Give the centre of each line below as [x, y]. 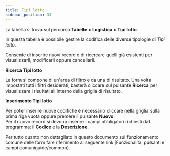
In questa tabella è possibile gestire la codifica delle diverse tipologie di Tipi [85, 39]
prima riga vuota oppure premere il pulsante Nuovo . [60, 116]
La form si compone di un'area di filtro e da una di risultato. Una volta [78, 80]
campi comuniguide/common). [38, 148]
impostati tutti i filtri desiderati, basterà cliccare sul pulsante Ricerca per [81, 85]
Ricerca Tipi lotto [24, 70]
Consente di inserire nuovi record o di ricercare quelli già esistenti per [79, 55]
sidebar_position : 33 [28, 15]
